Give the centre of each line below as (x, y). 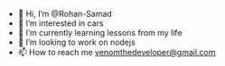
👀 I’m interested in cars (61, 23)
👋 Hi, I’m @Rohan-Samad (65, 14)
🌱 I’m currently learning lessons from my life (100, 33)
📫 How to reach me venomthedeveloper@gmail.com (117, 52)
